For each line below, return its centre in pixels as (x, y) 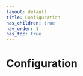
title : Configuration (33, 17)
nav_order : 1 (23, 28)
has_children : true (31, 23)
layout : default (26, 12)
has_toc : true (24, 34)
